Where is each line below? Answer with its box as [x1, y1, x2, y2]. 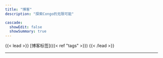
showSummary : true [9, 29, 47, 34]
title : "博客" [5, 7, 33, 12]
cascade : [5, 20, 23, 25]
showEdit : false [9, 24, 42, 29]
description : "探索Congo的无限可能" [5, 12, 74, 16]
